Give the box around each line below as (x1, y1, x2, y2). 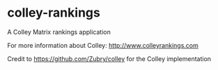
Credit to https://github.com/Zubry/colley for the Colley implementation (7, 54, 211, 63)
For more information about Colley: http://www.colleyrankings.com (7, 41, 198, 49)
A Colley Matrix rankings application (7, 28, 111, 36)
